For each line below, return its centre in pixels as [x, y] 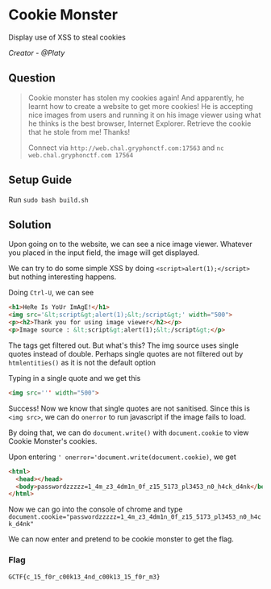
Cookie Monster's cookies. [53, 441]
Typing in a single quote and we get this [75, 378]
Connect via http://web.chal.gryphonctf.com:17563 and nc [126, 148]
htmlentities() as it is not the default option [82, 362]
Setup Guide [40, 180]
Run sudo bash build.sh [48, 199]
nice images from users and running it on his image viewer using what [144, 115]
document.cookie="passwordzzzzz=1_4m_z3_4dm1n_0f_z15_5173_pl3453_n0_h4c [135, 517]
